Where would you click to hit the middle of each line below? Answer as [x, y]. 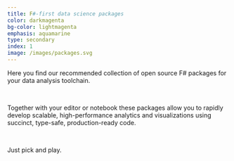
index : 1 [20, 46]
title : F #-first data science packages [66, 14]
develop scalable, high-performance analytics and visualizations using [110, 115]
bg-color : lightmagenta [42, 27]
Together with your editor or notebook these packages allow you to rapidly [115, 108]
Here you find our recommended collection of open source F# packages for [117, 73]
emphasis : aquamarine [39, 33]
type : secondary [31, 40]
